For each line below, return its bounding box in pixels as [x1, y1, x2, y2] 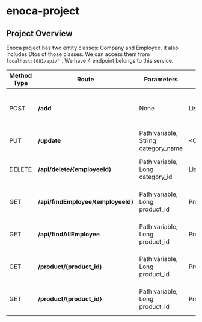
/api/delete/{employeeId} [38, 165, 111, 173]
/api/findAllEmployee [38, 230, 100, 238]
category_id [139, 173, 173, 181]
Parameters [144, 75, 179, 83]
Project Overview [6, 28, 73, 39]
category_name [139, 144, 183, 152]
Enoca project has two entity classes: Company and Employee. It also [6, 44, 179, 51]
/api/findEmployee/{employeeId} [38, 198, 133, 206]
